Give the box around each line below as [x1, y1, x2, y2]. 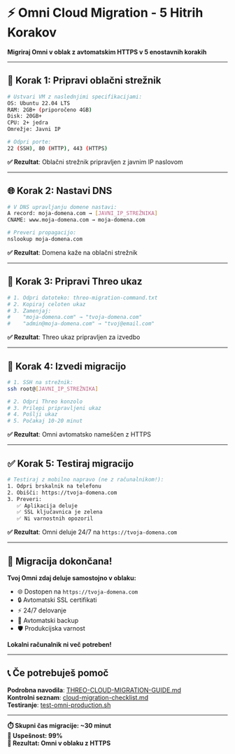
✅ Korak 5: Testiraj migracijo [7, 458, 134, 469]
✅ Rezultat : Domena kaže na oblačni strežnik [7, 248, 138, 256]
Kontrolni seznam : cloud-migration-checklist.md [7, 693, 149, 701]
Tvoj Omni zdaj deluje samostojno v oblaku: [7, 573, 136, 582]
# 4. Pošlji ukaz [7, 411, 58, 418]
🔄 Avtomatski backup [17, 616, 79, 624]
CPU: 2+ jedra [7, 119, 49, 126]
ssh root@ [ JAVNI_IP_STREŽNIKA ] [7, 385, 99, 392]
